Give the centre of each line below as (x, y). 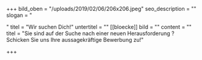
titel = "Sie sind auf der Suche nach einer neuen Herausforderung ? (90, 33)
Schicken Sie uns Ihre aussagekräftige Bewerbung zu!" (75, 40)
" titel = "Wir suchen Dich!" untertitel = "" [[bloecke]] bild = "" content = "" (99, 27)
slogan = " (19, 15)
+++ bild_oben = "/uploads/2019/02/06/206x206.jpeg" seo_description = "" (101, 9)
